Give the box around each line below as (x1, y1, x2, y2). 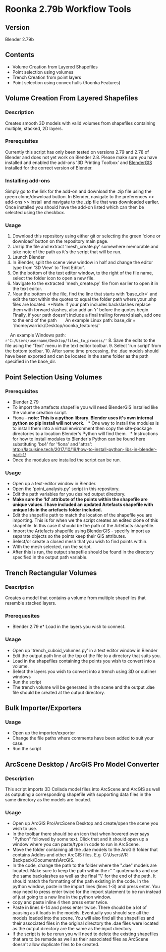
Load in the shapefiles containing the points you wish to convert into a (12, 658, 156, 664)
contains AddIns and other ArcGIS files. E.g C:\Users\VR (12, 852, 128, 858)
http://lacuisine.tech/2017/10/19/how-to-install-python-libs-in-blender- (12, 447, 157, 452)
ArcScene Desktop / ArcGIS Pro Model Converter (5, 760, 160, 769)
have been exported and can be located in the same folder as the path (5, 353, 149, 359)
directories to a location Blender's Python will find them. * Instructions (12, 431, 158, 437)
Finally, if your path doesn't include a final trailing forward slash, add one (12, 312, 161, 318)
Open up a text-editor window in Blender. (12, 481, 97, 487)
